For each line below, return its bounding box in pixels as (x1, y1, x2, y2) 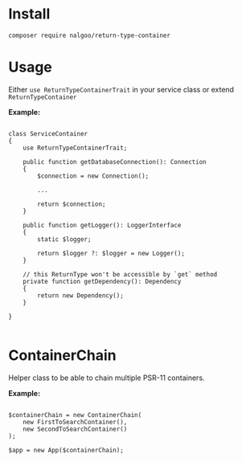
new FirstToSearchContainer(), (23, 418, 128, 426)
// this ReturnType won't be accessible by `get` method (23, 270, 218, 278)
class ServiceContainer (8, 129, 88, 137)
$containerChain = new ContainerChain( (8, 411, 142, 419)
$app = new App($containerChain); (8, 446, 125, 454)
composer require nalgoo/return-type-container (8, 31, 171, 39)
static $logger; (37, 235, 92, 243)
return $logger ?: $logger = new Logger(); (37, 249, 185, 257)
